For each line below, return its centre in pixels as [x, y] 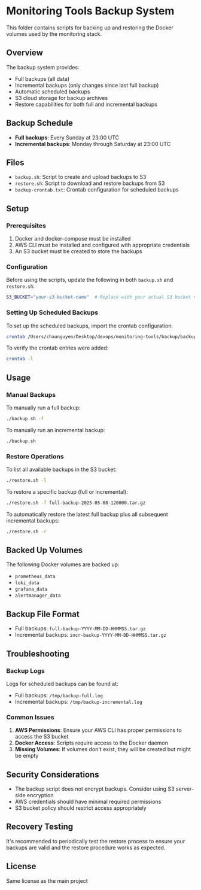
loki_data [27, 583]
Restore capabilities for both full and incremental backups [86, 104]
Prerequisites [26, 226]
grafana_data [31, 590]
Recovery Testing [40, 827]
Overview [25, 53]
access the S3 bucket [42, 737]
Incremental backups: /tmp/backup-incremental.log [78, 701]
